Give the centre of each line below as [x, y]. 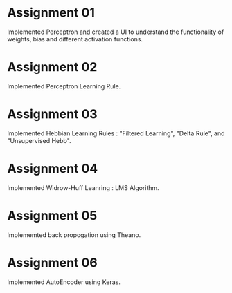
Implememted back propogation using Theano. [74, 235]
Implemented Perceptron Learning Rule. [64, 86]
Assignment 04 [53, 169]
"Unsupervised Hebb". [39, 140]
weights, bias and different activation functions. [75, 39]
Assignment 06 [53, 262]
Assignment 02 [52, 67]
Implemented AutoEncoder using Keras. [64, 282]
